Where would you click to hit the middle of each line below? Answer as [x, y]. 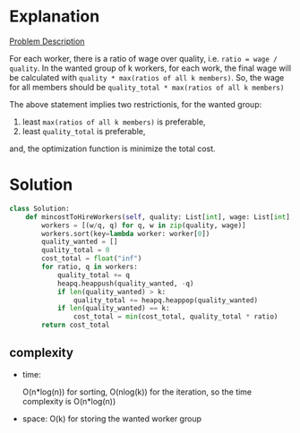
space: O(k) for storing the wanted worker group [111, 419]
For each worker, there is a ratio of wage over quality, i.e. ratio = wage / [143, 58]
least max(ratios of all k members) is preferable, [114, 122]
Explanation [55, 17]
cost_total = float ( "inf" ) [92, 259]
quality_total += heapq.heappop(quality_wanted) [165, 300]
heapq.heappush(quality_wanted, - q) [125, 284]
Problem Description [47, 41]
